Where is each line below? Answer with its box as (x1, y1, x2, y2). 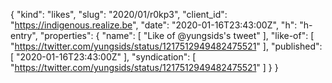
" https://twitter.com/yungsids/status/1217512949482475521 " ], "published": (10, 40, 323, 52)
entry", (10, 30, 38, 41)
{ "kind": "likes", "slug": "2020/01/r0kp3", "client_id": (10, 9, 228, 20)
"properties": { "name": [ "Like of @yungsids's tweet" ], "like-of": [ (39, 30, 315, 41)
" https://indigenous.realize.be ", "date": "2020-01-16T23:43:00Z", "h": (10, 19, 298, 31)
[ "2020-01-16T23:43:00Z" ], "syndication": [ (10, 51, 197, 63)
